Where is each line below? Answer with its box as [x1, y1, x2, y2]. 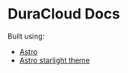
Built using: [7, 31, 45, 41]
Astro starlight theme [19, 55, 90, 65]
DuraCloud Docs [7, 5, 121, 23]
